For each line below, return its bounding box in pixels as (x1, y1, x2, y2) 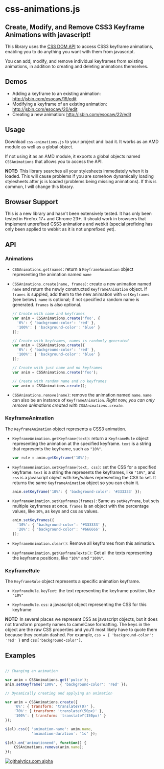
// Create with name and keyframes (12, 311, 85, 316)
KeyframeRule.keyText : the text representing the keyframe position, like (12, 588, 155, 594)
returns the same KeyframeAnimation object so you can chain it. (12, 480, 140, 486)
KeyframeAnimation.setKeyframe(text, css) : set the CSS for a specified (12, 464, 157, 470)
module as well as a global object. (5, 143, 73, 150)
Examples (5, 651, 36, 659)
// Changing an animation (5, 669, 58, 674)
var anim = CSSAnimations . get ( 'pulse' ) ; (5, 677, 89, 682)
